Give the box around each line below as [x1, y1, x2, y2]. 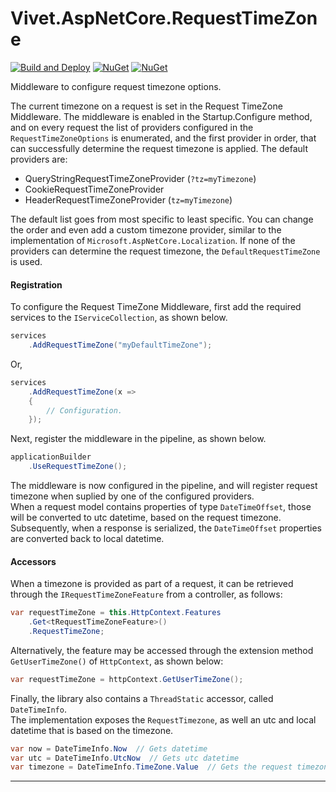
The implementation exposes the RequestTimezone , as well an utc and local [10, 713, 317, 726]
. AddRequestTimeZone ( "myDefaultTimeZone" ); [28, 340, 213, 351]
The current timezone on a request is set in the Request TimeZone [10, 100, 283, 112]
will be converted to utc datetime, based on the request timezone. [10, 512, 282, 524]
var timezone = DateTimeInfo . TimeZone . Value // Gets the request [10, 762, 293, 772]
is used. [10, 255, 43, 267]
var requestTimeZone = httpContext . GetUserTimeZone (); [10, 674, 244, 684]
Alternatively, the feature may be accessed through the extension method [10, 644, 314, 656]
